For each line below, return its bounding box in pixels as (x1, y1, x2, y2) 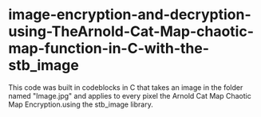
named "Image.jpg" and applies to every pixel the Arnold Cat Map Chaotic (8, 91, 251, 100)
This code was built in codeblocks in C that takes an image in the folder (8, 82, 243, 92)
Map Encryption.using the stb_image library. (8, 99, 153, 109)
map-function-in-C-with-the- (8, 40, 210, 57)
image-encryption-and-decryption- (8, 6, 251, 24)
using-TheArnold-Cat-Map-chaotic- (8, 22, 254, 41)
